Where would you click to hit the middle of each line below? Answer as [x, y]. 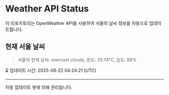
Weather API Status [47, 9]
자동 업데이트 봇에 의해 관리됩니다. [39, 87]
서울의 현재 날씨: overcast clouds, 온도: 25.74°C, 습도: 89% [77, 59]
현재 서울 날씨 [25, 47]
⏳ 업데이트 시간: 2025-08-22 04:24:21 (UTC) [51, 70]
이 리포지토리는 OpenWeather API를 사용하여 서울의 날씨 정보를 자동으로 [77, 23]
